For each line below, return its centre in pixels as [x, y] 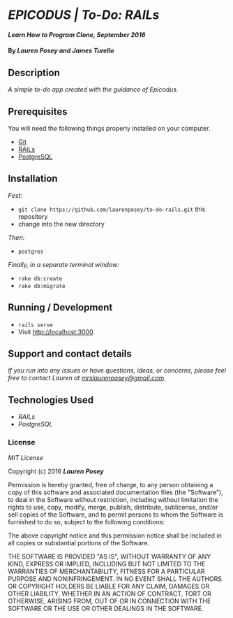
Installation [33, 179]
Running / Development [60, 308]
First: [15, 195]
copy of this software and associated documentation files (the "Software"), [116, 492]
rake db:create [40, 279]
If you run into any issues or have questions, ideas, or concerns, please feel [117, 371]
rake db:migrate [42, 286]
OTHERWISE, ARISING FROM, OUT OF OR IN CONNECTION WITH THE [110, 601]
